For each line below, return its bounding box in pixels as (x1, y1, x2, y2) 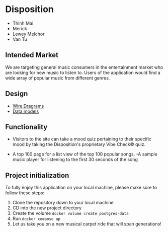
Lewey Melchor (12, 31, 45, 37)
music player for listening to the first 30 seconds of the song (12, 157, 138, 163)
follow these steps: (5, 190, 44, 196)
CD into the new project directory (12, 205, 82, 211)
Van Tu (12, 36, 28, 42)
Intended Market (5, 51, 59, 59)
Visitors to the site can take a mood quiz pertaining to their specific (12, 136, 152, 142)
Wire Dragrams (12, 103, 44, 109)
